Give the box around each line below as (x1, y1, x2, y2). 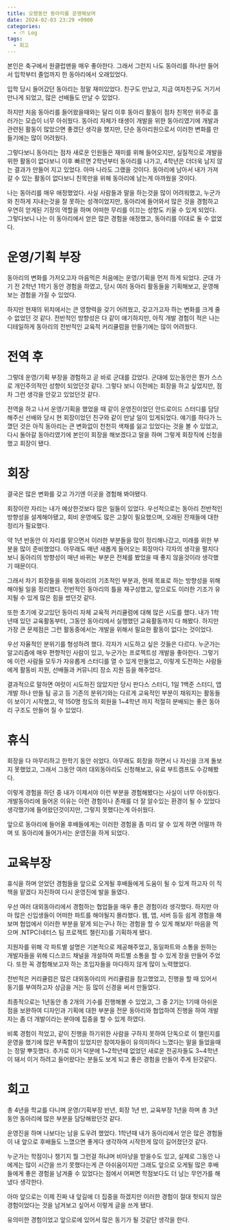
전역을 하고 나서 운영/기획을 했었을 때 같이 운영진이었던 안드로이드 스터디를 (7, 404, 207, 413)
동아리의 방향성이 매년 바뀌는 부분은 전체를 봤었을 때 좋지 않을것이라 (19, 553, 201, 561)
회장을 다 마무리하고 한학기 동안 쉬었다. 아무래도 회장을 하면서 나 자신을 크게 (7, 756, 210, 765)
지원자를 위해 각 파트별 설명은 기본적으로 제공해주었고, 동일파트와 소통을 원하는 (7, 942, 218, 951)
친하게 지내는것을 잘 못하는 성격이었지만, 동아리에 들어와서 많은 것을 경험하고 (14, 197, 219, 205)
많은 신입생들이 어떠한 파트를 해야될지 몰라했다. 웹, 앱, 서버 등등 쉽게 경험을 (14, 911, 215, 919)
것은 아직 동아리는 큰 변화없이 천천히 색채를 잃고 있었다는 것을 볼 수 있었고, (19, 421, 219, 430)
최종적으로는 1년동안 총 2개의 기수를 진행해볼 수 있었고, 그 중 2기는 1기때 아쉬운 (7, 997, 218, 1006)
